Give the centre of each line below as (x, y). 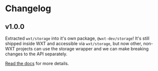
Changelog (28, 9)
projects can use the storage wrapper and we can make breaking (82, 49)
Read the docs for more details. (37, 63)
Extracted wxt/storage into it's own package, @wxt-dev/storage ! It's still (77, 38)
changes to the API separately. (36, 54)
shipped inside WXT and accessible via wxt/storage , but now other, (74, 44)
